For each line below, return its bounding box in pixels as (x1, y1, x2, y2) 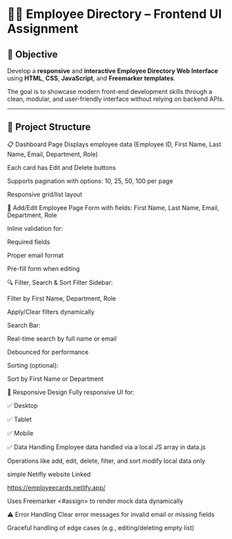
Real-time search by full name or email (7, 334, 117, 343)
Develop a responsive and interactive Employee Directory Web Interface (7, 67, 219, 75)
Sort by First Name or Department (7, 375, 104, 383)
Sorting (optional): (7, 361, 59, 369)
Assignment (7, 21, 79, 37)
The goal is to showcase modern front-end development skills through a (7, 88, 213, 95)
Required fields (7, 238, 50, 246)
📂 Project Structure (7, 121, 91, 133)
